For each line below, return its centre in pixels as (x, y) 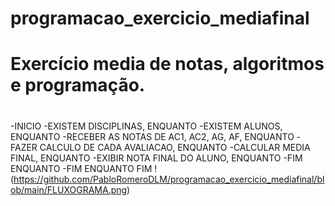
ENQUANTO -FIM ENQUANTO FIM (81, 168)
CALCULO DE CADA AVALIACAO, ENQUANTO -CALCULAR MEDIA (175, 147)
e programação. (78, 85)
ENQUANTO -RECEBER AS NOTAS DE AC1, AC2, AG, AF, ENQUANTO (152, 136)
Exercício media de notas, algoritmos (167, 64)
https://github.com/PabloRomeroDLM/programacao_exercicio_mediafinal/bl (169, 179)
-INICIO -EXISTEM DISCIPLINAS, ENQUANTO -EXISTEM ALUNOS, (146, 126)
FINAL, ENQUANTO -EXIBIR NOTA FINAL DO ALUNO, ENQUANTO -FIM (156, 158)
